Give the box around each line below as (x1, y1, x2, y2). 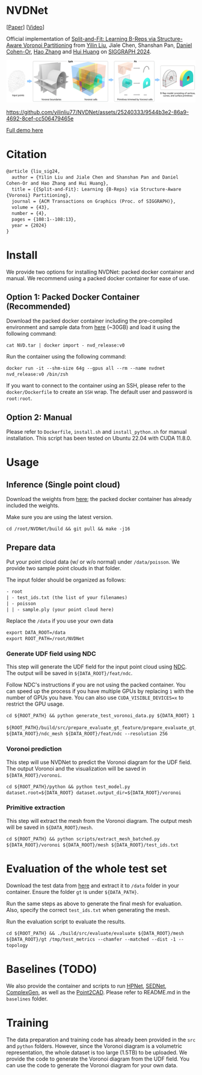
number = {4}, (11, 210, 47, 217)
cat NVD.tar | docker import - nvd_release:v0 (6, 342, 125, 349)
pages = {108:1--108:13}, (11, 216, 77, 223)
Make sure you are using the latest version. (6, 514, 113, 521)
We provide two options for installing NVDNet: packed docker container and (6, 268, 194, 276)
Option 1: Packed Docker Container (6, 292, 140, 302)
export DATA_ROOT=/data (6, 629, 66, 635)
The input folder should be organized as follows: (6, 576, 126, 584)
